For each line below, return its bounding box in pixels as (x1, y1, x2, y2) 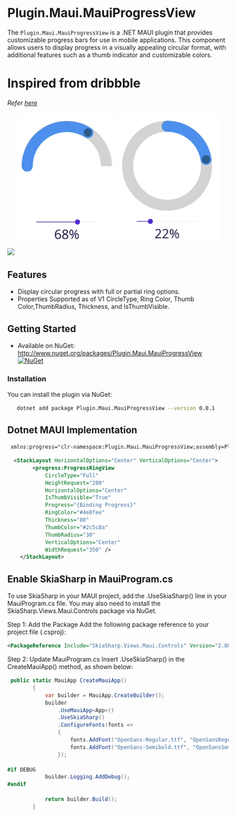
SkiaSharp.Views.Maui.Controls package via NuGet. (7, 607, 157, 615)
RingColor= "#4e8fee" (44, 509, 105, 517)
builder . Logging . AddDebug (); (44, 773, 131, 780)
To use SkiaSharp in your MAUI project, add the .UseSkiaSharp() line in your (7, 592, 227, 600)
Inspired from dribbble (7, 75, 141, 91)
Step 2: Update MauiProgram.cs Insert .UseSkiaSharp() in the (7, 655, 185, 664)
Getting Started (7, 322, 77, 335)
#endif (7, 781, 27, 788)
